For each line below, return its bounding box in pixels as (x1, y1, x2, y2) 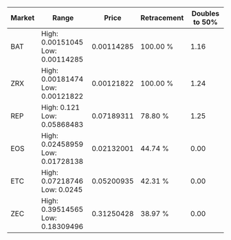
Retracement (140, 13, 184, 23)
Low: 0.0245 (41, 185, 83, 194)
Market (10, 13, 35, 23)
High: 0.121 (41, 103, 80, 112)
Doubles (191, 9, 220, 18)
